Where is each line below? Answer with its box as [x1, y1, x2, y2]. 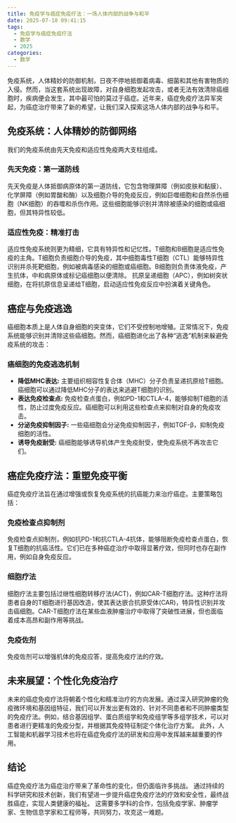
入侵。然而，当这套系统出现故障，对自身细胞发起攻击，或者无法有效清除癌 [7, 85, 223, 94]
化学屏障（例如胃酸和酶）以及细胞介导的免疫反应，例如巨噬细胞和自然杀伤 [7, 191, 223, 199]
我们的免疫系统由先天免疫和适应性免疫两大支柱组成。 [7, 145, 162, 153]
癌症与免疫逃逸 [7, 302, 72, 314]
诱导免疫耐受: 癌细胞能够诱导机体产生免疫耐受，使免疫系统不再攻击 [17, 438, 213, 447]
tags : [7, 23, 23, 30]
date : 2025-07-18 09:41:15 [7, 17, 86, 24]
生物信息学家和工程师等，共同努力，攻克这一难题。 [19, 808, 167, 816]
